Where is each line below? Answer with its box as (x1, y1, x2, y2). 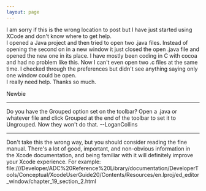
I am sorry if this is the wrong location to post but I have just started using (6, 26, 193, 33)
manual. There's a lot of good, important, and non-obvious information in (6, 145, 191, 152)
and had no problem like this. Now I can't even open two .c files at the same (6, 58, 198, 66)
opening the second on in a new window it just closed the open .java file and (6, 45, 200, 53)
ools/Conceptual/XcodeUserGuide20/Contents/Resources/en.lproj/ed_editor (6, 171, 200, 178)
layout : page (6, 9, 40, 15)
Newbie (6, 90, 26, 97)
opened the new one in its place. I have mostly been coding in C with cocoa (6, 52, 197, 59)
